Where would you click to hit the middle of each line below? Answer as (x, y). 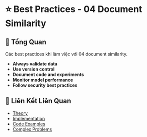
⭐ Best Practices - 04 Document (74, 9)
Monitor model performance (43, 80)
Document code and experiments (48, 75)
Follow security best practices (45, 85)
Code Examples (29, 124)
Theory (20, 113)
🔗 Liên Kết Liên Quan (38, 101)
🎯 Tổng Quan (26, 42)
